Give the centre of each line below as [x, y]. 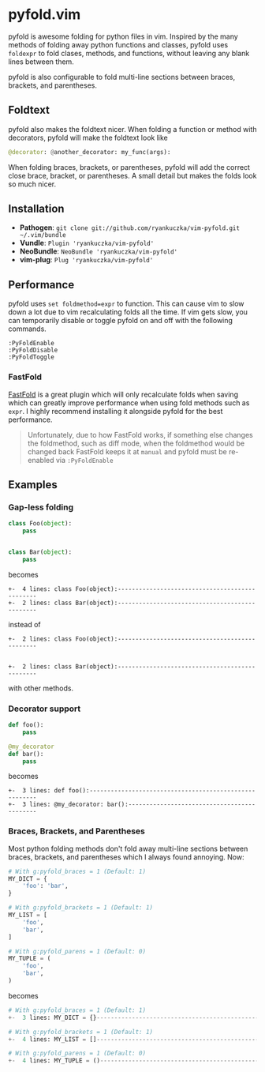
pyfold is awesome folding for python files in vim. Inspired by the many [123, 36]
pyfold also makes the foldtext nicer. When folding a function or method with [132, 129]
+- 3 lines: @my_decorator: [56, 805]
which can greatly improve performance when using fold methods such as [129, 402]
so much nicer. [32, 184]
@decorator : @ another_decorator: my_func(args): [90, 152]
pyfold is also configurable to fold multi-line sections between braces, [122, 77]
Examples [33, 485]
